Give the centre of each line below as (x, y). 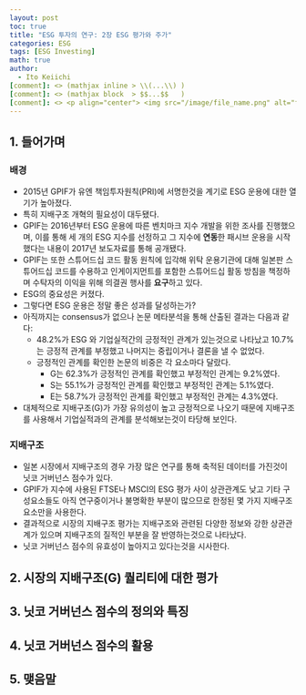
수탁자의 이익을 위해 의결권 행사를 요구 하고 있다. (117, 282)
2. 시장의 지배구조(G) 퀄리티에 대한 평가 (114, 578)
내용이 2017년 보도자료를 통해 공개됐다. (117, 249)
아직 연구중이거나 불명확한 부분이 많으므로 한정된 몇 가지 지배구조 (178, 501)
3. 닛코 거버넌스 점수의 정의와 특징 (99, 612)
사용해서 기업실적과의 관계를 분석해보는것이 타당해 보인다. (135, 419)
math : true (30, 60)
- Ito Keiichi (44, 77)
